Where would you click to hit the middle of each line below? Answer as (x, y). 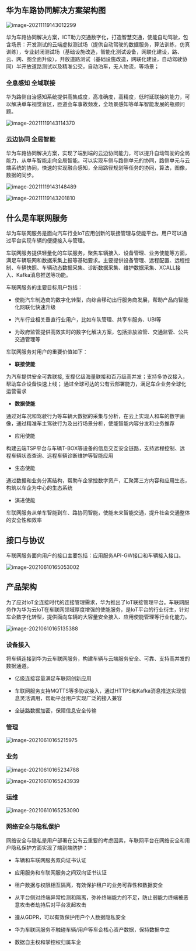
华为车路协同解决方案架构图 (56, 11)
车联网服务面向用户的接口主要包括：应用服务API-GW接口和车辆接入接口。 (95, 555)
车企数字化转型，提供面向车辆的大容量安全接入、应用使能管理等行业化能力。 (98, 617)
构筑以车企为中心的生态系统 (39, 488)
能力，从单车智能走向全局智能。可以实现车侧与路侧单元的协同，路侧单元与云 (98, 160)
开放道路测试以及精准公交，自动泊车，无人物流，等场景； (90, 66)
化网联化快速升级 (35, 307)
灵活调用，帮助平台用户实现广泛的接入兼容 (71, 698)
